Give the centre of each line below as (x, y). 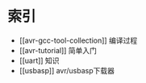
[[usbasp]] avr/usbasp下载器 (67, 70)
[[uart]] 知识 (39, 60)
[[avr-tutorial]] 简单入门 (58, 50)
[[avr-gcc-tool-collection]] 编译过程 (78, 40)
